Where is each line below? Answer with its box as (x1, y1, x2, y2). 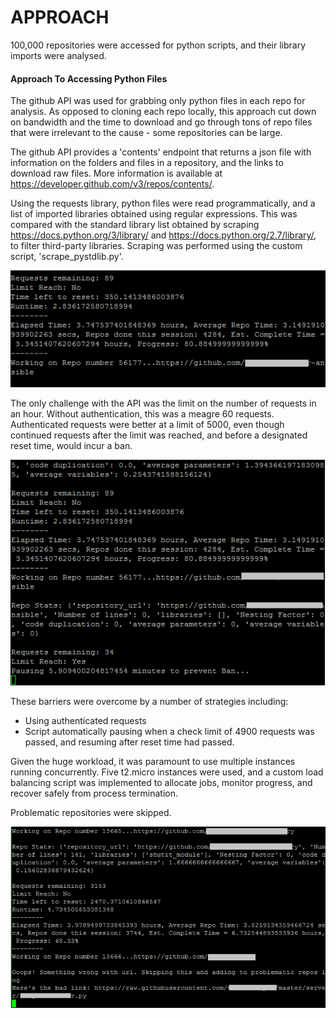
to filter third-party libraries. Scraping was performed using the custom (10, 240, 303, 252)
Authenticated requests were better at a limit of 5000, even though (10, 418, 285, 430)
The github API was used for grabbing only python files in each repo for (10, 95, 306, 107)
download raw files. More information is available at (10, 167, 223, 180)
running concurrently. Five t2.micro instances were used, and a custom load (10, 766, 324, 778)
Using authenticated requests (24, 714, 147, 726)
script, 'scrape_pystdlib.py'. (10, 251, 124, 263)
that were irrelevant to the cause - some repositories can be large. (10, 127, 283, 139)
